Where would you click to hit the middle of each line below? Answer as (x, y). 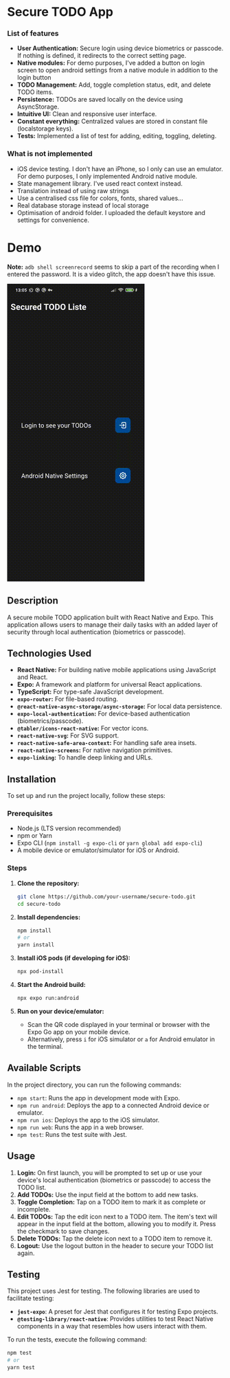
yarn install (36, 945)
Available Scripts (44, 1068)
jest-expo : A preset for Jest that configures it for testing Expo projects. (117, 1312)
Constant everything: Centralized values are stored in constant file (112, 122)
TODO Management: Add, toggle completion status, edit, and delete (114, 85)
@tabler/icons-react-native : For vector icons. (83, 729)
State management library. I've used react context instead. (100, 184)
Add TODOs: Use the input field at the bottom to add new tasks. (107, 1194)
